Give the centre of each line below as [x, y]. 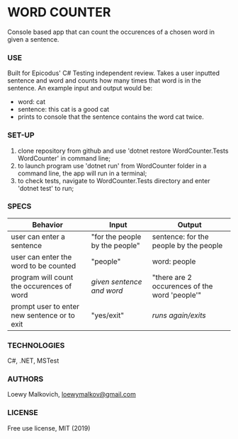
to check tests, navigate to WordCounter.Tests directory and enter [114, 180]
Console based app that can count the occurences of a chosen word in [111, 32]
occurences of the [182, 286]
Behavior [47, 225]
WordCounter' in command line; [64, 158]
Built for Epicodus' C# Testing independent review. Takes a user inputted [114, 73]
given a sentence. [33, 39]
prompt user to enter [45, 306]
